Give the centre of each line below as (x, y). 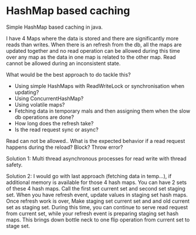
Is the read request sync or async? (56, 130)
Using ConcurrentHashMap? (49, 98)
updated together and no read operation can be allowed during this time (93, 50)
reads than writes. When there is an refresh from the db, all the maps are (94, 45)
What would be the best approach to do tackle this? (68, 74)
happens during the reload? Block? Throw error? (65, 147)
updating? (27, 92)
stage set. (18, 226)
